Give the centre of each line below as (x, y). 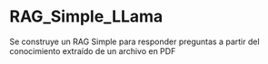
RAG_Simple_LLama (86, 17)
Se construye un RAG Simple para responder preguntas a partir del (135, 41)
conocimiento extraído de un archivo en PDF (93, 50)
